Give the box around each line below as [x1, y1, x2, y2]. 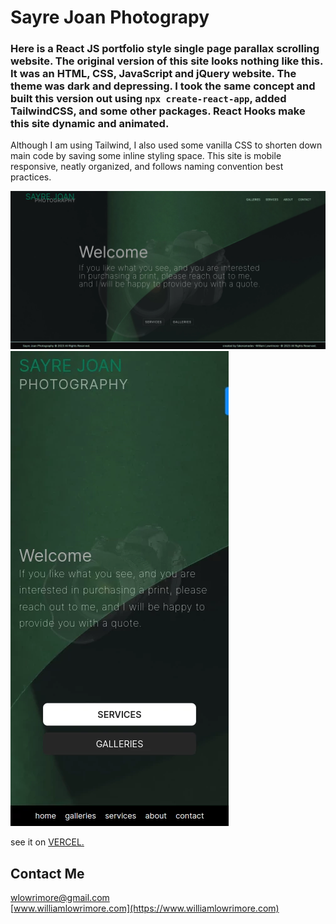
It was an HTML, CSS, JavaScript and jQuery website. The [10, 67, 297, 81]
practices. [10, 171, 52, 183]
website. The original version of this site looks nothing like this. [10, 54, 323, 68]
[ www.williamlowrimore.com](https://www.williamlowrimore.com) [10, 902, 280, 915]
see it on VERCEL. [10, 836, 85, 848]
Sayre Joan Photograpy [10, 6, 210, 29]
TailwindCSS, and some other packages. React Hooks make [10, 104, 306, 118]
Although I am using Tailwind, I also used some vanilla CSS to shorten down [10, 139, 323, 151]
